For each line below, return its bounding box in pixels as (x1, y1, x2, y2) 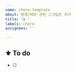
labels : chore (5, 21, 35, 26)
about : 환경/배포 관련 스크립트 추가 (5, 12, 71, 17)
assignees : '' (5, 26, 35, 31)
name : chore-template (5, 7, 50, 12)
